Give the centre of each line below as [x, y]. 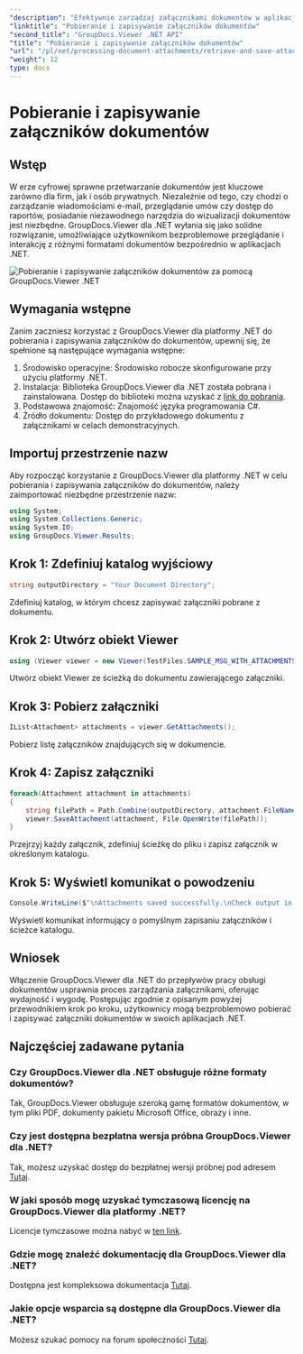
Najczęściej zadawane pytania [97, 1047]
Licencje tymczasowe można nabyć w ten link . [96, 1231]
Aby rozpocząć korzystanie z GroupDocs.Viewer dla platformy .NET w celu [148, 475]
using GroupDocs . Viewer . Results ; [72, 536]
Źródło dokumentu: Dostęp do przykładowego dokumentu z [133, 415]
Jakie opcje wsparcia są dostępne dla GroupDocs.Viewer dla [145, 1309]
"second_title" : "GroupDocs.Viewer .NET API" [96, 34]
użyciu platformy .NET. [65, 377]
